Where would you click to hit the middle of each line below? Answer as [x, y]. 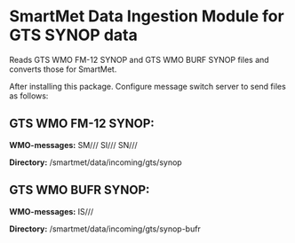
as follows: [29, 96]
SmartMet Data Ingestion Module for [147, 16]
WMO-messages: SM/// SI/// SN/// [73, 145]
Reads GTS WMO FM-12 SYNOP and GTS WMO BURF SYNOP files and [139, 59]
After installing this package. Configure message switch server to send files [147, 86]
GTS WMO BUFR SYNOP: [80, 190]
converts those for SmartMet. [63, 69]
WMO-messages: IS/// [52, 211]
